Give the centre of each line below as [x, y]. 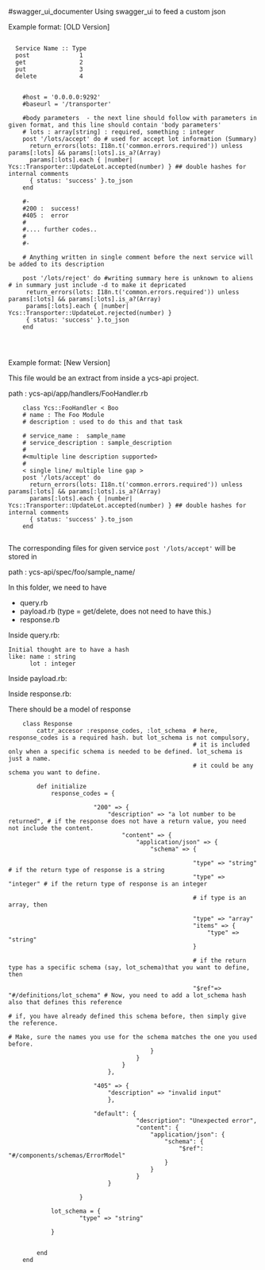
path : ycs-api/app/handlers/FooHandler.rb [78, 393]
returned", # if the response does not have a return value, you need [127, 821]
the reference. [33, 1023]
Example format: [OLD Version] [59, 27]
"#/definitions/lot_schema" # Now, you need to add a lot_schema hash [127, 995]
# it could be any [223, 766]
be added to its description [56, 264]
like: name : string [42, 656]
